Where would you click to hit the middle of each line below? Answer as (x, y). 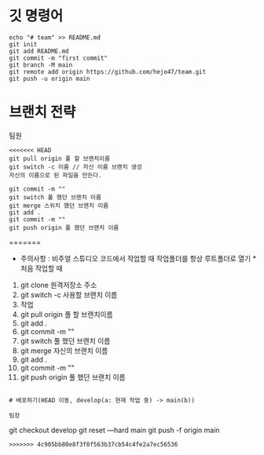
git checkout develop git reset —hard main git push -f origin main (114, 430)
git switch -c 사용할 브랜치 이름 (69, 294)
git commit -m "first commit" (59, 58)
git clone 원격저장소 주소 (59, 285)
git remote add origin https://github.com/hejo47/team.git (108, 71)
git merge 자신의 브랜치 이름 (64, 351)
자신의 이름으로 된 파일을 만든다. (55, 175)
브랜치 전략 (42, 113)
